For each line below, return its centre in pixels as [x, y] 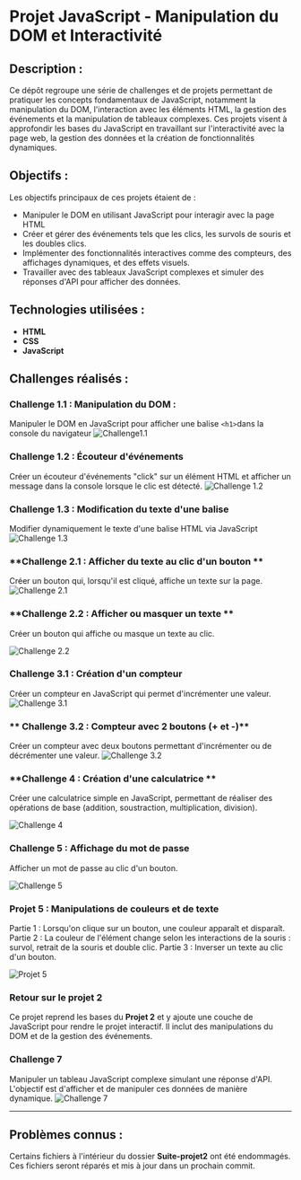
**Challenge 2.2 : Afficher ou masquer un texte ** [122, 614]
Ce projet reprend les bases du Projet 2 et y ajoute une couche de [131, 1017]
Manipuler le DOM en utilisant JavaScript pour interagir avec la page [148, 215]
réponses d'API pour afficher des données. [101, 281]
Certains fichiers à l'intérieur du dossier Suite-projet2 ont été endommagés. [150, 1157]
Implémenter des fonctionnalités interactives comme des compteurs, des [157, 252]
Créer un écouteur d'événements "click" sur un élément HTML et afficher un [150, 476]
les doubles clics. [54, 243]
